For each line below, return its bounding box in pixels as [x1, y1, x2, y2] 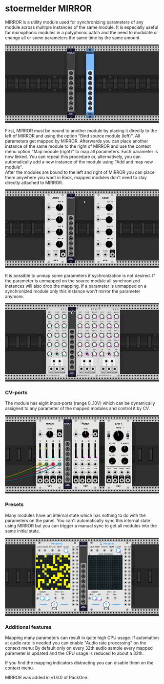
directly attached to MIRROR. [5, 180, 63, 185]
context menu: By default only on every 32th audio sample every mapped [5, 645, 153, 651]
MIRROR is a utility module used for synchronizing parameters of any [5, 19, 144, 25]
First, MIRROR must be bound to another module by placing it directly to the [5, 128, 157, 134]
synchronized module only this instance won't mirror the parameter [5, 288, 141, 294]
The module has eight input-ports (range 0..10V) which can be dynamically [5, 400, 155, 406]
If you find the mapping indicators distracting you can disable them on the [5, 660, 154, 665]
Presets [5, 501, 24, 508]
